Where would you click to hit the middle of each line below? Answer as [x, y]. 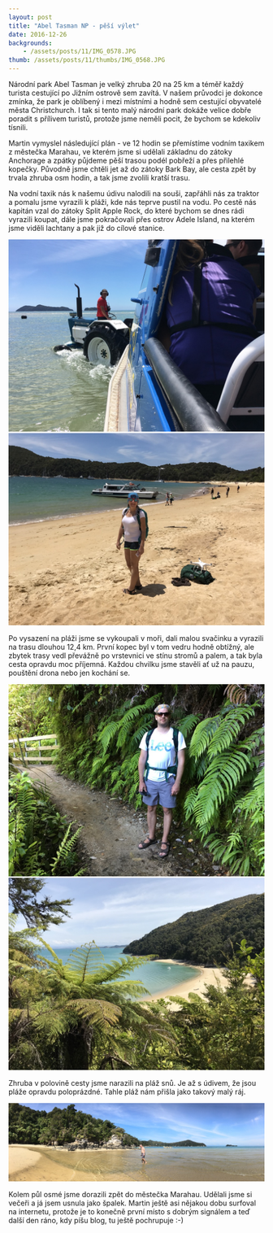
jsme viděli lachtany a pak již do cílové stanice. [87, 228]
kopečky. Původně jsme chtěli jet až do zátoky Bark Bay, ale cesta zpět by [132, 169]
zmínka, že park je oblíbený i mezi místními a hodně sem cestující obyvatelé [135, 101]
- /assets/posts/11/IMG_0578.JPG [80, 52]
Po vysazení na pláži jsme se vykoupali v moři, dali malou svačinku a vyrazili [136, 638]
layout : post [30, 17]
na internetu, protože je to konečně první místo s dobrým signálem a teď [129, 1212]
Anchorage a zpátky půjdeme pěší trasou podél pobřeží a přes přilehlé [126, 160]
